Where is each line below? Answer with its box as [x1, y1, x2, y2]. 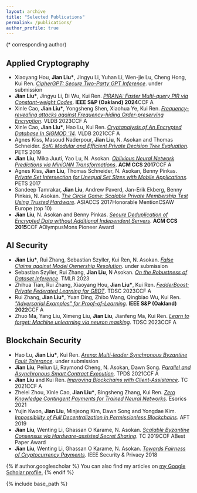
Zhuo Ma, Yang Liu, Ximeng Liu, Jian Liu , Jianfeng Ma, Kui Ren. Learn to [14, 312, 189, 319]
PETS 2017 [14, 180, 41, 187]
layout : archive [6, 8, 46, 15]
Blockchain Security [6, 336, 81, 346]
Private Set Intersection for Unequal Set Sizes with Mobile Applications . [14, 174, 188, 181]
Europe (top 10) [14, 205, 52, 212]
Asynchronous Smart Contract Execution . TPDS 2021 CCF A [14, 370, 159, 377]
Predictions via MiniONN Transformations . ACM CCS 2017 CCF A [14, 161, 172, 168]
